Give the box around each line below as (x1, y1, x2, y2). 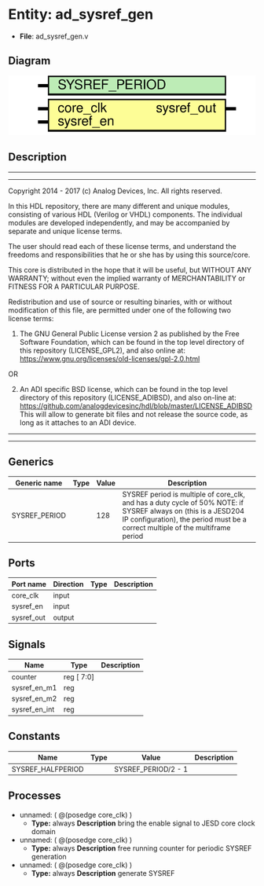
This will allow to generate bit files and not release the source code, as (19, 409, 248, 419)
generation (31, 851, 67, 861)
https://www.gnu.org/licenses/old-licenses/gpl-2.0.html (19, 353, 200, 363)
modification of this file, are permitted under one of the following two (8, 305, 232, 315)
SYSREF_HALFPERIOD (11, 764, 84, 774)
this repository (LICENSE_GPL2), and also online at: (19, 346, 186, 355)
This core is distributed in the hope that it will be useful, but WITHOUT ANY (8, 265, 252, 274)
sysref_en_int (11, 705, 55, 714)
